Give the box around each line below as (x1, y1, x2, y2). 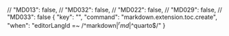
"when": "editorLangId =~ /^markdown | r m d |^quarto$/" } (7, 20, 166, 29)
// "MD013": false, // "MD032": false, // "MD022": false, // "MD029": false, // (7, 6, 223, 14)
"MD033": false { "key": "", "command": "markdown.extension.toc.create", (7, 13, 217, 21)
